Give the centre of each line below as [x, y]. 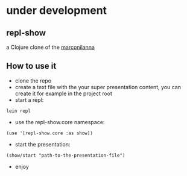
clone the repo [33, 80]
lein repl [19, 111]
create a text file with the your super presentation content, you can [98, 87]
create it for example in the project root [64, 93]
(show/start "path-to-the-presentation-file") [66, 155]
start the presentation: [43, 144]
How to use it [31, 66]
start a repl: [29, 99]
